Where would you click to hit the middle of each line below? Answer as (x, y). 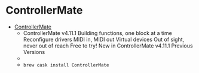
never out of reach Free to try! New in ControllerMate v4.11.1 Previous (108, 46)
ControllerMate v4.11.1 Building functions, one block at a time (98, 33)
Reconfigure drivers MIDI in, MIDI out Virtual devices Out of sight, (104, 39)
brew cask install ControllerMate (66, 65)
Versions (34, 52)
